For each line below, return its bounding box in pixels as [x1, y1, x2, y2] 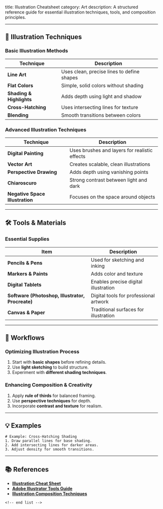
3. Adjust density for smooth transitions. [5, 447, 95, 452]
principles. [5, 15, 26, 20]
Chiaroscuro [7, 179, 37, 186]
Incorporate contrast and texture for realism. [12, 403, 103, 409]
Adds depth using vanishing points [69, 169, 149, 175]
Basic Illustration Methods [5, 47, 68, 54]
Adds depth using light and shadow [61, 93, 142, 100]
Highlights [7, 96, 32, 103]
